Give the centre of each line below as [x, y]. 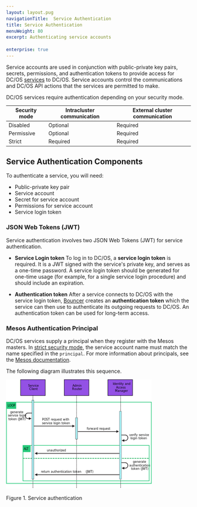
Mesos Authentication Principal [52, 328]
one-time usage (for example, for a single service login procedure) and [100, 276]
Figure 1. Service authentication [44, 498]
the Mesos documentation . [39, 360]
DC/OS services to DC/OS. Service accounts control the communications [94, 79]
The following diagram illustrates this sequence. [64, 371]
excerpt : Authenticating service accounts [59, 37]
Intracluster [80, 110]
